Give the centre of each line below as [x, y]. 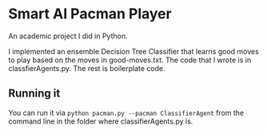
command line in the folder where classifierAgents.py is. [101, 121]
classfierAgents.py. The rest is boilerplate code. [87, 68]
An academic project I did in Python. [68, 36]
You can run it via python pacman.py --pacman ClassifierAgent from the [126, 112]
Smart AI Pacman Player [90, 14]
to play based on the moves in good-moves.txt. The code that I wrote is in [130, 60]
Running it [34, 94]
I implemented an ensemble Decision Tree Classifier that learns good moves [134, 51]
